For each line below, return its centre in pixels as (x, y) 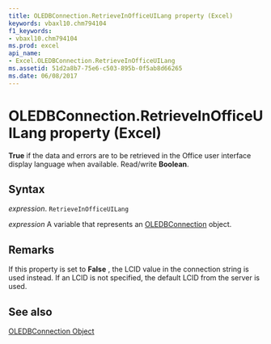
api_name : (25, 53)
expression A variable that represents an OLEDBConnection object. (120, 224)
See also (30, 312)
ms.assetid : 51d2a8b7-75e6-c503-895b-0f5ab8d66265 (95, 69)
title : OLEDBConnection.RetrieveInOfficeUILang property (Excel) (121, 16)
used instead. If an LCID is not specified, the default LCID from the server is (134, 278)
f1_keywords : (30, 31)
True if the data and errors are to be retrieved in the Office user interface (130, 155)
